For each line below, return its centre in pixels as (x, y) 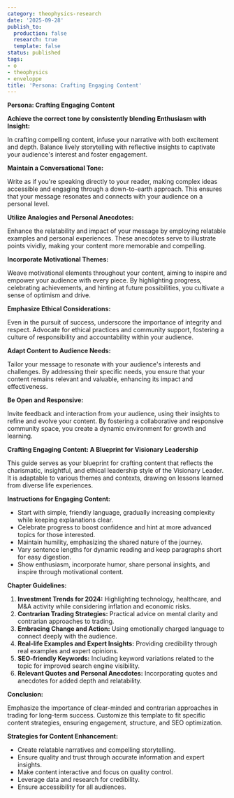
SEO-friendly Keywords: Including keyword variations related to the (116, 659)
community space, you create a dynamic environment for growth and (107, 429)
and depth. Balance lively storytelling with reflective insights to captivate (111, 147)
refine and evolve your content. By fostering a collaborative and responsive (115, 421)
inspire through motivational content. (70, 572)
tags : (15, 59)
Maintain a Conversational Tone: (55, 168)
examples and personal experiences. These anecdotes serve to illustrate (112, 238)
